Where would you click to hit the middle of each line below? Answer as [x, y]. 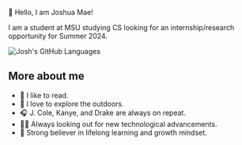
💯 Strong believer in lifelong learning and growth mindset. [113, 132]
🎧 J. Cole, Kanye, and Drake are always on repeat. [102, 113]
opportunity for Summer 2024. [58, 36]
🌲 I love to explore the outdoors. [72, 104]
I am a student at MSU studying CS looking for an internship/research [121, 27]
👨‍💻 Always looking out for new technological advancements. [118, 124]
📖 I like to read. [44, 95]
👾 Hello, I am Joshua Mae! [51, 12]
